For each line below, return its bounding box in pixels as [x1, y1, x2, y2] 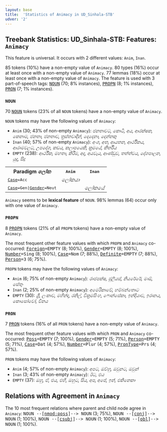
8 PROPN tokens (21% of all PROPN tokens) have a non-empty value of [5, 225, 146, 231]
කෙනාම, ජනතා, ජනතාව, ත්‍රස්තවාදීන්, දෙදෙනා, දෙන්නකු [12, 133, 117, 139]
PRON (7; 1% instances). [5, 86, 54, 92]
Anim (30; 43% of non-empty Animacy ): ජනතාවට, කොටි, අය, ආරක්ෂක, [12, 128, 153, 134]
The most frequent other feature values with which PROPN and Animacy [5, 240, 148, 246]
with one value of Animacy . [5, 202, 59, 208]
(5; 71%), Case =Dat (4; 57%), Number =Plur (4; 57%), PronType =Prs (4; [5, 341, 157, 347]
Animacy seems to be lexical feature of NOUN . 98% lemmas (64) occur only [5, 197, 157, 203]
